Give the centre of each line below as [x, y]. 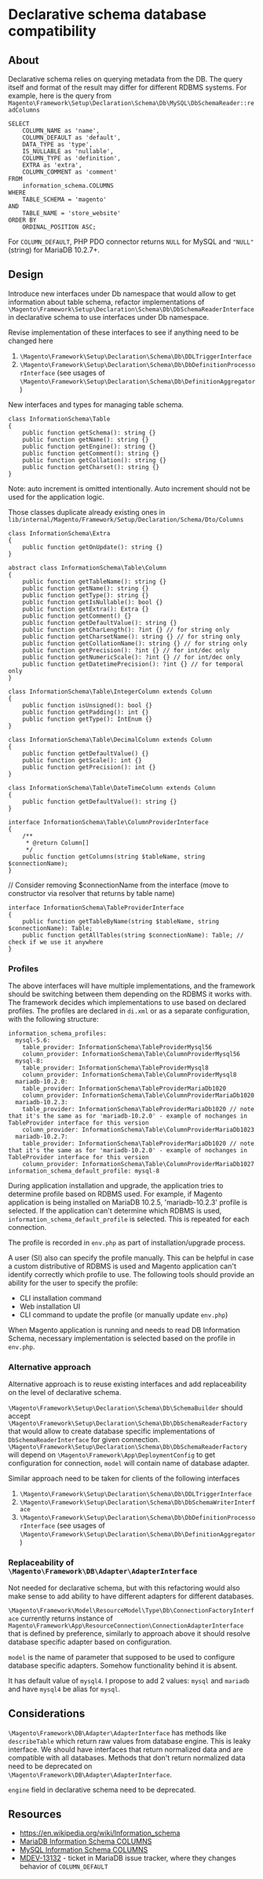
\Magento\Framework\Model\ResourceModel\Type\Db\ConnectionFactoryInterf [131, 1610]
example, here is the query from [60, 95]
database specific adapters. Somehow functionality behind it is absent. [123, 1665]
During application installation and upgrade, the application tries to [116, 1186]
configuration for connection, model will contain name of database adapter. [129, 1463]
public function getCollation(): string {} [95, 460]
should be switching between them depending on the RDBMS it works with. [130, 994]
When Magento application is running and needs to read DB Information [124, 1330]
